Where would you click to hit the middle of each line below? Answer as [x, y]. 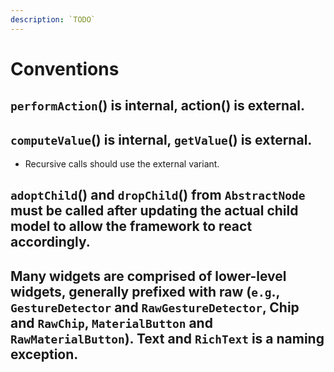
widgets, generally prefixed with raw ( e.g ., [145, 291]
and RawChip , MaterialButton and [111, 322]
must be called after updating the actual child [154, 211]
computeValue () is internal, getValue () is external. [161, 139]
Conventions [65, 68]
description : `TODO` [53, 19]
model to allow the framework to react [131, 226]
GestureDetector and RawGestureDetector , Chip [155, 307]
